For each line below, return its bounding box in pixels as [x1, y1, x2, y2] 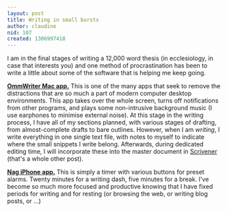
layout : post [7, 10, 44, 17]
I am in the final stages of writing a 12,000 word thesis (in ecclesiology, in [7, 54, 214, 62]
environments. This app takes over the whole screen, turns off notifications [7, 96, 219, 105]
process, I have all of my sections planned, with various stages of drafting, [7, 118, 217, 127]
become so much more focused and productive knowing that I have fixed [7, 183, 213, 191]
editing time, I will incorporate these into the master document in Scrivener [7, 148, 217, 156]
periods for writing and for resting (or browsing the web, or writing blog [7, 189, 209, 198]
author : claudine [7, 23, 57, 29]
